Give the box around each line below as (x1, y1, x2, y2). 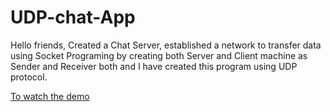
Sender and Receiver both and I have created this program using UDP (10, 60, 298, 72)
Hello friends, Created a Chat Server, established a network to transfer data (10, 39, 322, 51)
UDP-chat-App (10, 6, 136, 29)
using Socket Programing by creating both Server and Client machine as (10, 49, 308, 61)
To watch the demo (10, 90, 90, 102)
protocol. (10, 71, 48, 83)
